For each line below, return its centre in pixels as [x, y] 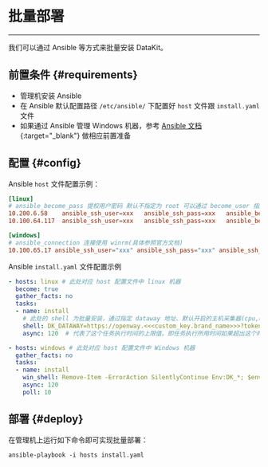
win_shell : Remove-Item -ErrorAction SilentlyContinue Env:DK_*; [134, 378]
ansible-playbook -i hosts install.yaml [77, 455]
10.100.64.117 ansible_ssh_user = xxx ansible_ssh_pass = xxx [112, 221]
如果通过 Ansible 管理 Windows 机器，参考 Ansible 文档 [111, 125]
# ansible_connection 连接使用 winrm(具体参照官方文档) [96, 243]
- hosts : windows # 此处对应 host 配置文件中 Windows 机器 [102, 347]
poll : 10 [37, 392]
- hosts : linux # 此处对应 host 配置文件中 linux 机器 [95, 281]
